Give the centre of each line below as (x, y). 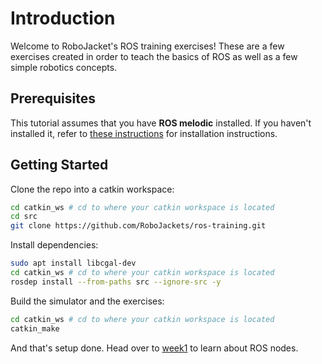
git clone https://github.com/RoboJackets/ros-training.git (138, 226)
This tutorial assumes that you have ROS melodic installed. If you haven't (161, 123)
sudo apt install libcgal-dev (73, 263)
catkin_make (35, 328)
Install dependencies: (54, 245)
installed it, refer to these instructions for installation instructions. (144, 133)
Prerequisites (53, 98)
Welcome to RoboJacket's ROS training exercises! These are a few (147, 46)
